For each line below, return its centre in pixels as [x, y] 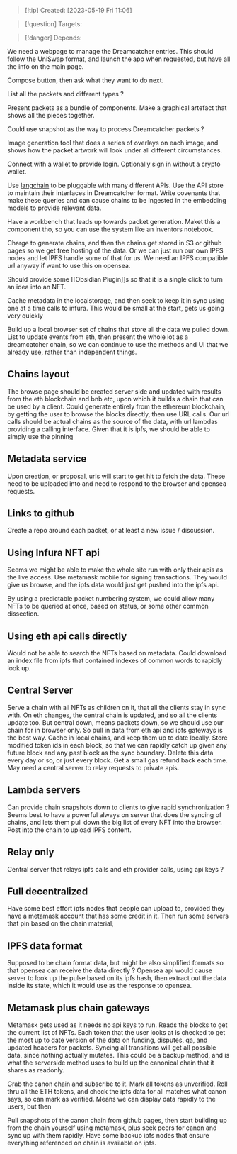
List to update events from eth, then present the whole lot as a [98, 337]
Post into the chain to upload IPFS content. [70, 830]
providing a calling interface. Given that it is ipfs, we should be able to [109, 429]
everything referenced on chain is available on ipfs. [82, 1143]
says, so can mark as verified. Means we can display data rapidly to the [111, 1099]
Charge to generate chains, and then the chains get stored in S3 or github [115, 243]
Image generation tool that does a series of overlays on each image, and [113, 143]
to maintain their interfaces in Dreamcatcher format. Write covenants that [114, 193]
